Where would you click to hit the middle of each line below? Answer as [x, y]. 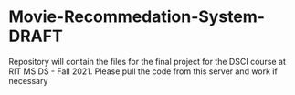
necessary [28, 80]
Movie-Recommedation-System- [137, 17]
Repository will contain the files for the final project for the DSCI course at [147, 61]
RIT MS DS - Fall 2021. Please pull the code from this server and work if [143, 71]
